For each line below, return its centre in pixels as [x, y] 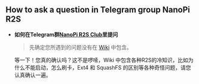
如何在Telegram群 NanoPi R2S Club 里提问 [66, 34]
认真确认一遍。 [33, 75]
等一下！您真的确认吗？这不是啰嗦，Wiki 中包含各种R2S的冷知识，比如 [101, 60]
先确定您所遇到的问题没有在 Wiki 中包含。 [80, 47]
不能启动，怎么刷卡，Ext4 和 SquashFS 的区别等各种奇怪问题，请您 [108, 67]
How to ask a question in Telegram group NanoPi [98, 10]
